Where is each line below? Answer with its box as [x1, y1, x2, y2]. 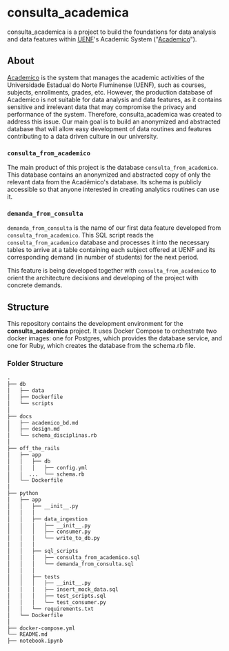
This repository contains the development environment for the [7, 320, 183, 328]
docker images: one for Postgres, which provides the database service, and [7, 334, 223, 342]
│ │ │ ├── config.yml [7, 464, 88, 471]
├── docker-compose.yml [7, 625, 76, 632]
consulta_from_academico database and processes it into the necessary [7, 238, 210, 246]
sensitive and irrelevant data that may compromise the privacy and [7, 102, 197, 111]
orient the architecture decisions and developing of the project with [7, 274, 199, 282]
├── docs [7, 413, 32, 420]
